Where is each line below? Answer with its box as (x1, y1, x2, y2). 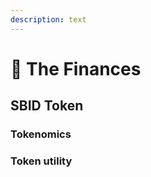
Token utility (10, 154, 73, 168)
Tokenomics (10, 127, 72, 141)
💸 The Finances (10, 57, 142, 80)
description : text (10, 14, 87, 25)
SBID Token (10, 97, 84, 115)
